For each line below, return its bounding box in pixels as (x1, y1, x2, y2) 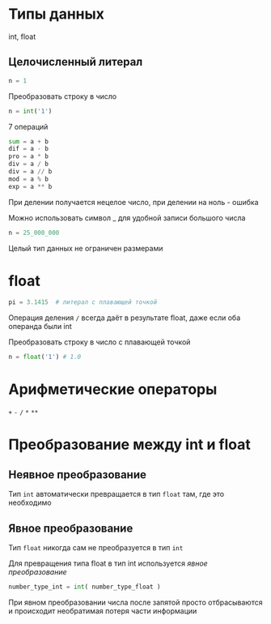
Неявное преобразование (8, 468, 147, 481)
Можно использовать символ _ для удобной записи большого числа (8, 212, 246, 223)
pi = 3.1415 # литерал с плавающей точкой (8, 298, 158, 306)
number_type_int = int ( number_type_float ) (8, 583, 161, 591)
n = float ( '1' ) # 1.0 (8, 353, 82, 361)
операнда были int (8, 322, 73, 331)
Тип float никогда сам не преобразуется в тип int (8, 542, 184, 552)
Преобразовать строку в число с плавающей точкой (8, 337, 191, 347)
